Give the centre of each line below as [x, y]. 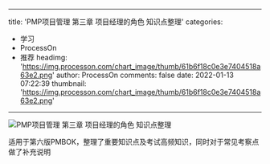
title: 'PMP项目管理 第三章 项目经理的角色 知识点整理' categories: [116, 22]
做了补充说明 [29, 152]
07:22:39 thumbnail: [53, 84]
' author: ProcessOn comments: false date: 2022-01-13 [143, 75]
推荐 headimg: [44, 57]
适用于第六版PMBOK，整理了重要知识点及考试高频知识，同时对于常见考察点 [134, 142]
